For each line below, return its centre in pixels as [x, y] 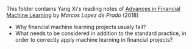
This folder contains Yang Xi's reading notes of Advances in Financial [94, 9]
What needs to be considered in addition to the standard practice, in [101, 33]
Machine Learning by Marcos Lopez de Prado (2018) [73, 15]
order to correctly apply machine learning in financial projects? [94, 40]
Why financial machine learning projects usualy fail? [80, 27]
